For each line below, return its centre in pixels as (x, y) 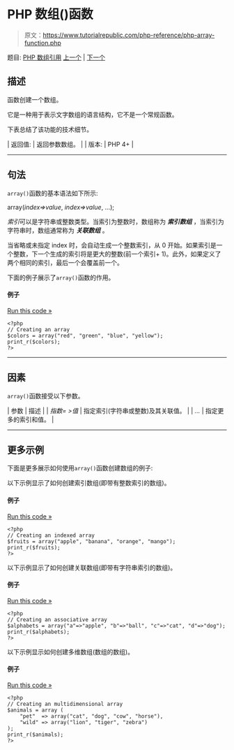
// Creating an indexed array (51, 535)
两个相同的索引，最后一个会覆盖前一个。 (65, 262)
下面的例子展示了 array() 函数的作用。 (61, 277)
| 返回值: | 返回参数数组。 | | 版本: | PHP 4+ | (70, 144)
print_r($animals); (36, 735)
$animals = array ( (36, 710)
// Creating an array (39, 329)
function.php (42, 43)
